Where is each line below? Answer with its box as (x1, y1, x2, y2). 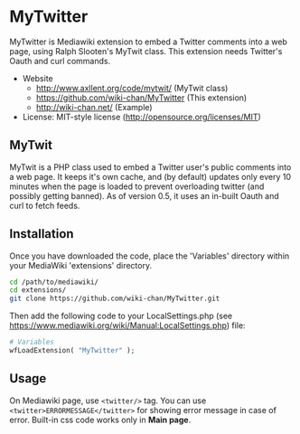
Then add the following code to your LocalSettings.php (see (9, 310, 233, 322)
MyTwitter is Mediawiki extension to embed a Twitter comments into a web (9, 36, 287, 47)
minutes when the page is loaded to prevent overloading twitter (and (9, 181, 265, 192)
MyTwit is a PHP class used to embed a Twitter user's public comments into (9, 161, 292, 173)
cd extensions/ (9, 286, 67, 295)
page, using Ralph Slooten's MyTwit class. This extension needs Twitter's (9, 45, 283, 56)
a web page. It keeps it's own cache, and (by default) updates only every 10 (9, 171, 292, 182)
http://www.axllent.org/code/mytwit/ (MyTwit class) (35, 82, 229, 93)
